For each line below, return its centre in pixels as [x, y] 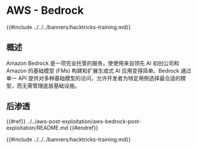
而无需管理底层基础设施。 [48, 85]
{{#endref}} [84, 127]
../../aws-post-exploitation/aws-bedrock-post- [84, 121]
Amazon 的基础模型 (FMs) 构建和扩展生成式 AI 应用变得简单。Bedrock [93, 70]
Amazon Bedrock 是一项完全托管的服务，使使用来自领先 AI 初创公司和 [93, 63]
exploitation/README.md [37, 127]
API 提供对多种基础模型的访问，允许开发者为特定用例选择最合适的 [99, 78]
